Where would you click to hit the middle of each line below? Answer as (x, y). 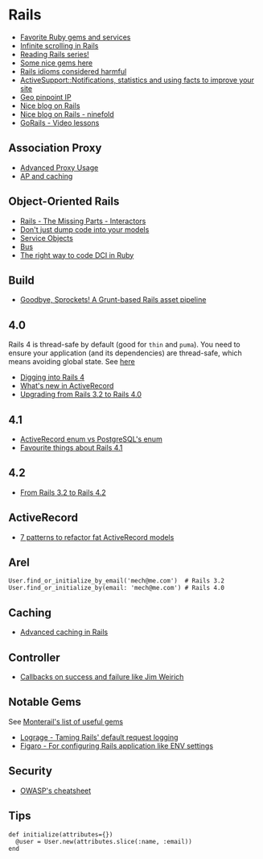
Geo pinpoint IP (45, 97)
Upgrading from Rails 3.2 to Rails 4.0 (81, 394)
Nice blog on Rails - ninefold (67, 114)
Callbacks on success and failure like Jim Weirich (102, 677)
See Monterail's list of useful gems (66, 721)
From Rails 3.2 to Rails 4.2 (63, 492)
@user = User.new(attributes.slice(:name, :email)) (104, 841)
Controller (34, 657)
